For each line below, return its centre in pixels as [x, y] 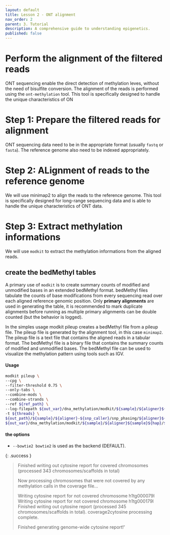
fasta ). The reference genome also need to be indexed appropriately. [78, 150]
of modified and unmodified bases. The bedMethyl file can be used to [78, 348]
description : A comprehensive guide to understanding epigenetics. [78, 29]
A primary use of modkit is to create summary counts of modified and [77, 284]
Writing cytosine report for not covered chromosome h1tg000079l [86, 496]
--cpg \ [13, 381]
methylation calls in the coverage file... [58, 486]
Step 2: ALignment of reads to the [77, 171]
